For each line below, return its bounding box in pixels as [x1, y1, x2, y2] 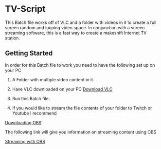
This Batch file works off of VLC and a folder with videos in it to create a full [5, 19, 157, 25]
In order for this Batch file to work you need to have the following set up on [5, 62, 155, 68]
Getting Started [5, 49, 53, 57]
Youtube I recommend [12, 110, 57, 116]
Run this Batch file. [12, 95, 50, 101]
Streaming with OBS [5, 138, 45, 144]
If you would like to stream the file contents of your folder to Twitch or [12, 105, 152, 111]
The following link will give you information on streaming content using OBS [5, 129, 157, 135]
